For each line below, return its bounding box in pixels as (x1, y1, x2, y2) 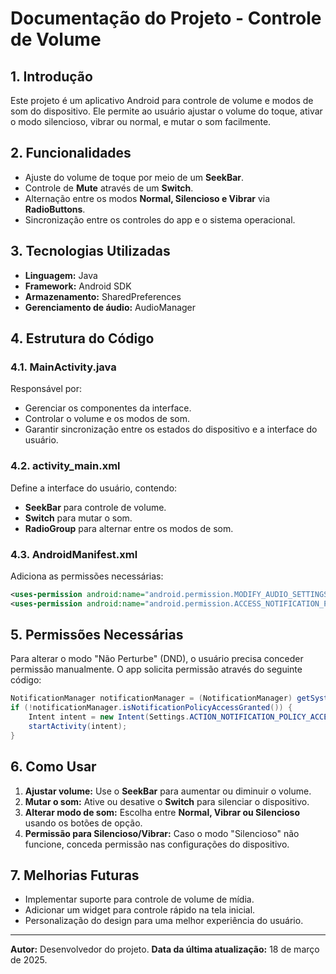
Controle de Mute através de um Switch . (24, 182, 194, 194)
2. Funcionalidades (10, 145, 132, 162)
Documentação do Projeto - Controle (10, 7, 322, 30)
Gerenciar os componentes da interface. (24, 402, 192, 414)
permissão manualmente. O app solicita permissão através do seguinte (10, 663, 303, 676)
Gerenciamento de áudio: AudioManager (24, 301, 197, 313)
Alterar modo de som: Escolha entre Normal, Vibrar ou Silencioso (24, 806, 300, 818)
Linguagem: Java (24, 269, 98, 281)
